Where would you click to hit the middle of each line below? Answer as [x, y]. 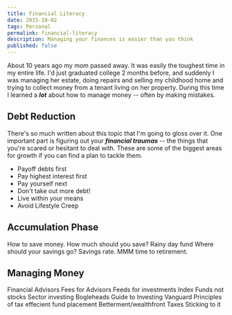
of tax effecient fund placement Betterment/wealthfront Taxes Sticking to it [114, 305]
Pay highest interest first [52, 176]
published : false [32, 46]
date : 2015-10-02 [32, 20]
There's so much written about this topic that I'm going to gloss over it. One [115, 133]
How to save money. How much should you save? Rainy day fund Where [110, 244]
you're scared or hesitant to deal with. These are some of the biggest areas [115, 148]
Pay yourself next [42, 183]
